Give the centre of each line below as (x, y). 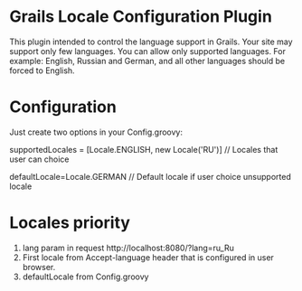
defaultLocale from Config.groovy (85, 277)
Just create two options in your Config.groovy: (96, 132)
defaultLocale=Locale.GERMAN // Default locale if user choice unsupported (150, 176)
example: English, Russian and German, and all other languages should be (147, 61)
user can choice (39, 159)
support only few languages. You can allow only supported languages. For (148, 51)
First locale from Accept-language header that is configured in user (148, 257)
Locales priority (70, 223)
